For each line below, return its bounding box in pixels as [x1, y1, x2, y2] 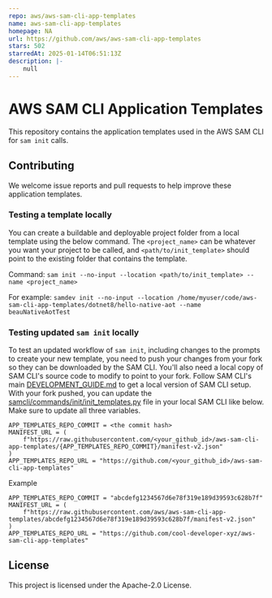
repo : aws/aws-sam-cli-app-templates [8, 11, 136, 20]
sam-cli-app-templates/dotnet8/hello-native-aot [8, 301, 176, 309]
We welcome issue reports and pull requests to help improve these [8, 180, 232, 190]
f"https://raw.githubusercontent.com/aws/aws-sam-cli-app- [23, 509, 227, 517]
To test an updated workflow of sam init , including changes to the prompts [8, 345, 261, 355]
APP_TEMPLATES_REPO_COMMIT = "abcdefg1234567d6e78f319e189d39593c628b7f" [8, 494, 264, 502]
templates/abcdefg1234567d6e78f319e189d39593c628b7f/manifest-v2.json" [8, 515, 256, 524]
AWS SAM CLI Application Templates [8, 99, 264, 118]
